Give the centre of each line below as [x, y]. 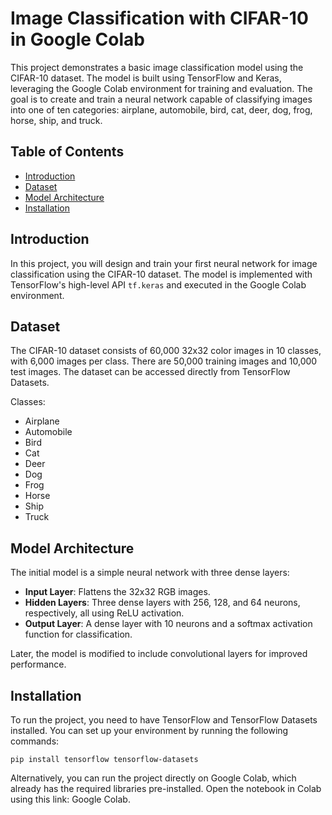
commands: [35, 741]
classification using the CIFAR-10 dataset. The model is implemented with [161, 274]
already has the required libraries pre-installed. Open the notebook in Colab [166, 788]
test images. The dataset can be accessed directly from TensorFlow [150, 372]
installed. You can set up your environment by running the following [149, 730]
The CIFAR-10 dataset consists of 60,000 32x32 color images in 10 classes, [166, 351]
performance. [38, 664]
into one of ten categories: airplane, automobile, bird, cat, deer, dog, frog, [161, 109]
